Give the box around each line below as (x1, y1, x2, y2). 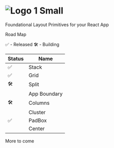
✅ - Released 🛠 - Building (5, 41, 59, 47)
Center (28, 125, 45, 132)
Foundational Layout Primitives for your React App (5, 22, 109, 28)
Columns (28, 99, 50, 106)
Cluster (28, 108, 46, 115)
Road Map (5, 31, 27, 37)
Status (8, 55, 24, 62)
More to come (5, 138, 34, 144)
